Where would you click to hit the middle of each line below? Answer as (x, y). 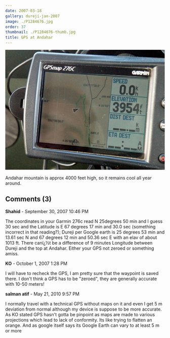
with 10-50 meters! (25, 284)
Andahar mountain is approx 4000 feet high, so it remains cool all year (78, 178)
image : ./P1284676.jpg (29, 21)
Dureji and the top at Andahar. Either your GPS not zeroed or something (80, 248)
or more (13, 330)
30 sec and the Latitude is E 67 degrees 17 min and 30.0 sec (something (80, 226)
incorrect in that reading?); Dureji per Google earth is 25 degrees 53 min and (85, 232)
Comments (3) (28, 199)
